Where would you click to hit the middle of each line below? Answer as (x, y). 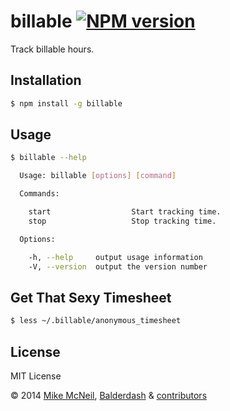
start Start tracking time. (125, 212)
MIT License (36, 376)
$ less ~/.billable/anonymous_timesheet (96, 321)
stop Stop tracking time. (122, 221)
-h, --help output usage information (115, 257)
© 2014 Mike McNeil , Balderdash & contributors (109, 395)
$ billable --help (48, 158)
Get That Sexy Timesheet (91, 297)
